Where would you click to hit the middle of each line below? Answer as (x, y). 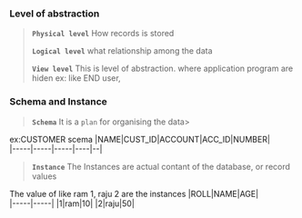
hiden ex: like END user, (76, 78)
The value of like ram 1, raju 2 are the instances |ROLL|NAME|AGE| (134, 193)
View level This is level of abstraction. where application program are (162, 69)
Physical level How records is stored (103, 34)
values (44, 176)
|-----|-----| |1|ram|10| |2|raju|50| (72, 203)
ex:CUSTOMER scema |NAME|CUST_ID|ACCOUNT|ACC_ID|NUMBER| (140, 139)
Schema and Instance (58, 102)
